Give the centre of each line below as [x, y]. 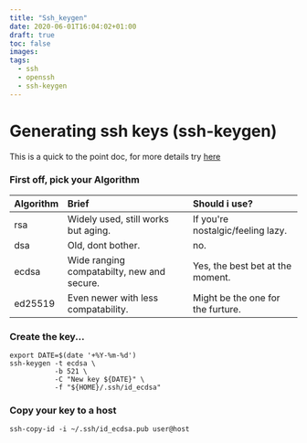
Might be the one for [236, 298]
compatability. [98, 309]
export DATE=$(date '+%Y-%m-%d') [73, 356]
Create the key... [47, 336]
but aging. [89, 230]
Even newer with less [112, 298]
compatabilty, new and [116, 271]
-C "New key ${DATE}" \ [100, 380]
